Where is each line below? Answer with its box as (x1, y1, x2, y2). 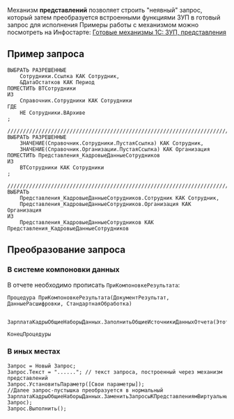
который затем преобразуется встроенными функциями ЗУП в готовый (7, 13, 221, 22)
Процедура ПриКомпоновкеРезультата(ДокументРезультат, (7, 294, 170, 301)
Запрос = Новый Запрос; (7, 362, 77, 370)
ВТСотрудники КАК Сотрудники (19, 164, 104, 171)
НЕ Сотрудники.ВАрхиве (19, 109, 86, 116)
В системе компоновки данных (7, 264, 120, 274)
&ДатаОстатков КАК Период (19, 79, 95, 86)
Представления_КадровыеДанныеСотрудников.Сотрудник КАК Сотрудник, (19, 194, 219, 201)
